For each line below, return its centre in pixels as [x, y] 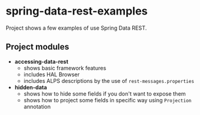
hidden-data [30, 87]
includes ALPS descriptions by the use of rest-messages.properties [109, 80]
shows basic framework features [65, 68]
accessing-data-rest [41, 61]
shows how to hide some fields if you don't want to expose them [105, 94]
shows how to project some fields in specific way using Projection [108, 100]
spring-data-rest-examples [77, 11]
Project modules [37, 47]
